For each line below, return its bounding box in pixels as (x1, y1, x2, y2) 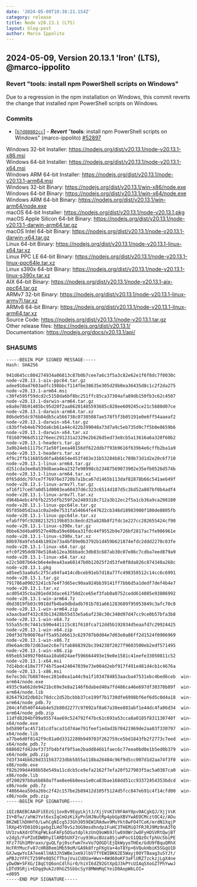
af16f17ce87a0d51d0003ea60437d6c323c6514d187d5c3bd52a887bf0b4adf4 (6, 487, 176, 493)
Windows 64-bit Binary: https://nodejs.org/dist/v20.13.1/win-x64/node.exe (6, 190, 187, 197)
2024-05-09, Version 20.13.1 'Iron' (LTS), (6, 53, 160, 63)
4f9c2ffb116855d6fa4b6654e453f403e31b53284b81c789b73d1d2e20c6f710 (6, 455, 176, 462)
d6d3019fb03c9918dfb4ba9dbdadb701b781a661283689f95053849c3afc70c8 (6, 601, 176, 607)
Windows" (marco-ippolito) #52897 (14, 134, 102, 141)
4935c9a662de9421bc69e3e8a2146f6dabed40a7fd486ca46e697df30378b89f (6, 684, 176, 690)
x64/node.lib (6, 731, 38, 737)
